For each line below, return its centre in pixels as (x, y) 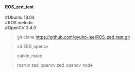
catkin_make (30, 56)
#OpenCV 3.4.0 (21, 28)
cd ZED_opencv (33, 46)
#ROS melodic (19, 23)
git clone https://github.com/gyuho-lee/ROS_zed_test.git (73, 37)
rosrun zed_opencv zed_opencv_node (55, 65)
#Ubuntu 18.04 (20, 17)
